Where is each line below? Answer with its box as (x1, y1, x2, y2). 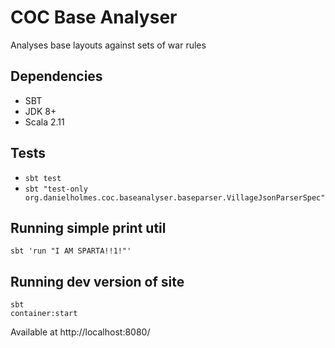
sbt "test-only (24, 184, 89, 194)
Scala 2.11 (24, 116, 65, 128)
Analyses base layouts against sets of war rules (10, 39, 207, 51)
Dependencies (10, 68, 103, 85)
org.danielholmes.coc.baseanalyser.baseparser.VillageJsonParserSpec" (24, 192, 326, 203)
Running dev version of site (10, 273, 185, 290)
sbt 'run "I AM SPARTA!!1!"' (10, 246, 132, 256)
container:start (10, 309, 78, 319)
